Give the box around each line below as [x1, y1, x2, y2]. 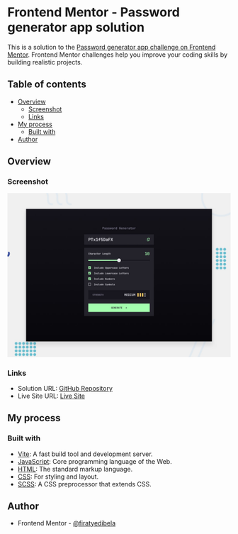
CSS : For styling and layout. [17, 472, 99, 481]
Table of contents [7, 79, 86, 91]
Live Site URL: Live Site [17, 391, 86, 400]
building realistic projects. [7, 57, 83, 66]
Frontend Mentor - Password [7, 4, 181, 21]
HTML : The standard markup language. [17, 465, 133, 473]
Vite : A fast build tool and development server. [17, 450, 154, 458]
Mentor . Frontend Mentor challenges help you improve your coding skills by [7, 50, 228, 59]
